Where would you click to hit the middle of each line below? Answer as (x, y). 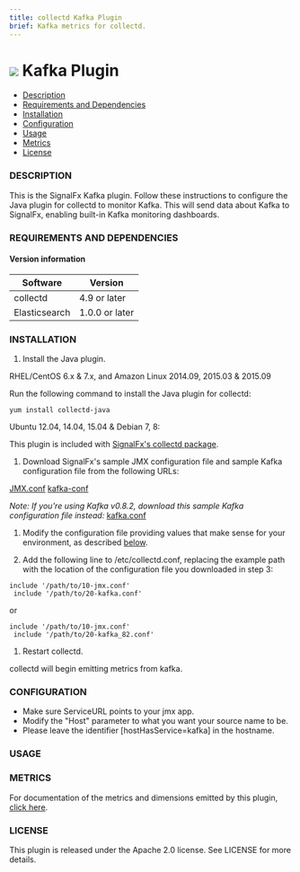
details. (23, 859)
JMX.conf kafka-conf (49, 489)
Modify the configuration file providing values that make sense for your (154, 533)
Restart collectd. (53, 651)
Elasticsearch (42, 313)
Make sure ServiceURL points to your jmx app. (108, 711)
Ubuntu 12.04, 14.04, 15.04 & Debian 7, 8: (85, 427)
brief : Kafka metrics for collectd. (78, 26)
